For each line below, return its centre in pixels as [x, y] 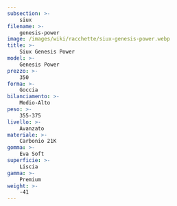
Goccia [29, 90]
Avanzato [32, 128]
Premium [30, 179]
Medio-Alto [35, 103]
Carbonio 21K [38, 141]
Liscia [29, 167]
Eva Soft [32, 154]
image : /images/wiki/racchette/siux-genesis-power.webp [88, 39]
